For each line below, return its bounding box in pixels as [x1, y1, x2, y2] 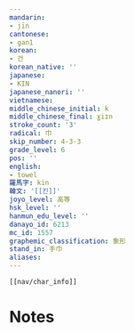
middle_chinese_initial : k [9, 104, 109, 113]
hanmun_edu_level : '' [9, 211, 90, 221]
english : [9, 162, 42, 171]
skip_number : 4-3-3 [9, 137, 82, 146]
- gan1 [9, 37, 34, 47]
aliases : [9, 253, 42, 263]
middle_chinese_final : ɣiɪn [9, 112, 114, 121]
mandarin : [9, 12, 46, 22]
